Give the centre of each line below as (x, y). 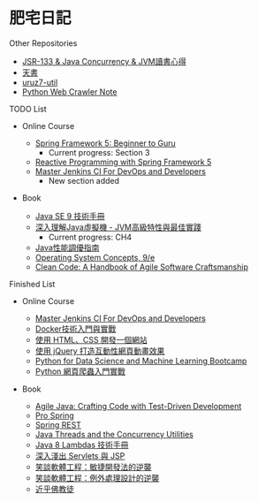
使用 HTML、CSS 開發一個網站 (91, 339)
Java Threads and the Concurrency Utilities (114, 434)
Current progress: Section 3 (99, 152)
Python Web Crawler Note (69, 91)
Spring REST (58, 424)
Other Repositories (43, 43)
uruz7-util (40, 82)
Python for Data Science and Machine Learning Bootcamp (141, 361)
